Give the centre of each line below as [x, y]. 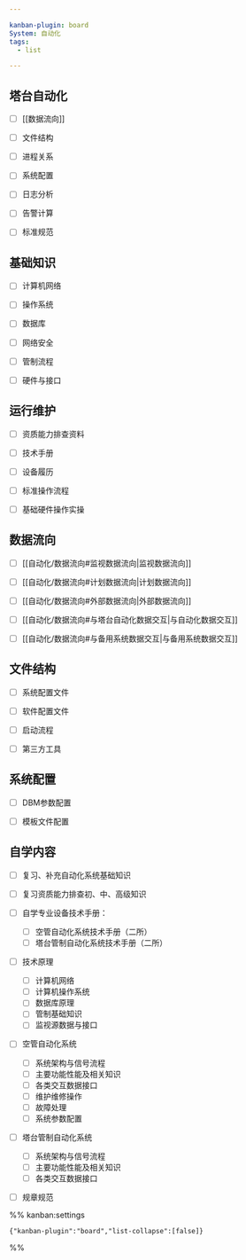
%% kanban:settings [47, 1215]
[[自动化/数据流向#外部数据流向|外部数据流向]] [107, 600]
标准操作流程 [45, 490]
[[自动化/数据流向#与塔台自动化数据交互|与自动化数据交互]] [130, 619]
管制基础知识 [58, 1014]
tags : [19, 42]
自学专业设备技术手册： [65, 912]
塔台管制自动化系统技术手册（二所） [101, 943]
